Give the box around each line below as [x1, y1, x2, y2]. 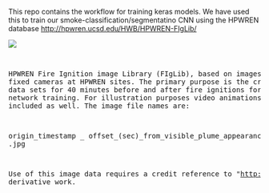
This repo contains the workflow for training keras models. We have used [8, 7, 250, 16]
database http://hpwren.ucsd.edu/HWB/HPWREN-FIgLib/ [8, 24, 198, 33]
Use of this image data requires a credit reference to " [8, 170, 241, 179]
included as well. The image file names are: [8, 102, 191, 111]
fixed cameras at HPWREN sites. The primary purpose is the [8, 78, 250, 86]
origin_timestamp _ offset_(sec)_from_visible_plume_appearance [8, 131, 267, 140]
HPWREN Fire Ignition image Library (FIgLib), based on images [8, 70, 262, 78]
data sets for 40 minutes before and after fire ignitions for [8, 86, 262, 94]
